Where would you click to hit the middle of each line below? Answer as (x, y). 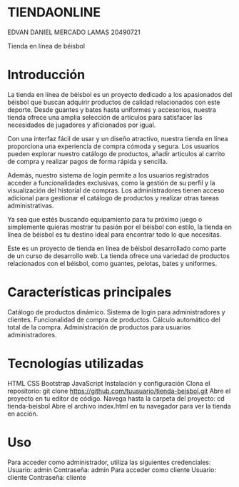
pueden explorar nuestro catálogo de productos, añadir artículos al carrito (116, 153)
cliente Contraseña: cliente (47, 477)
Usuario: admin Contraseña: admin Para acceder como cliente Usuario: (112, 470)
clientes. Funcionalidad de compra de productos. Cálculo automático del (114, 319)
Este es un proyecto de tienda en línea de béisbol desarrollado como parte (117, 248)
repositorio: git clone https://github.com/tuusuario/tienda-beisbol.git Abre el (119, 391)
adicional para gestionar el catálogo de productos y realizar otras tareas (113, 198)
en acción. (23, 414)
